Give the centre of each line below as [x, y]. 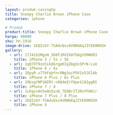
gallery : [14, 50]
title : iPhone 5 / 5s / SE [41, 59]
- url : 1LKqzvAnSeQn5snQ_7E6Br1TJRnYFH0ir [53, 91]
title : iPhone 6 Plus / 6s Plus [47, 78]
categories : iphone [25, 19]
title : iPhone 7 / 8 [35, 87]
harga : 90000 [18, 37]
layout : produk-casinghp [30, 10]
